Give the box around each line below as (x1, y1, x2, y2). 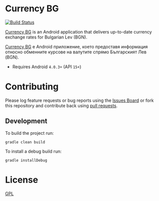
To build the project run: (5, 130, 54, 136)
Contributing (5, 81, 59, 92)
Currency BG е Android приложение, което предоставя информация (5, 43, 148, 49)
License (5, 174, 39, 185)
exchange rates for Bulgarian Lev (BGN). (5, 34, 87, 40)
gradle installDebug (5, 158, 48, 163)
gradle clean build (5, 139, 45, 145)
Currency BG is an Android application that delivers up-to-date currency (5, 29, 152, 35)
